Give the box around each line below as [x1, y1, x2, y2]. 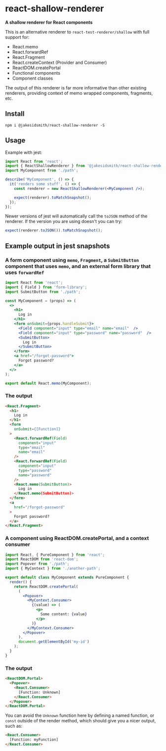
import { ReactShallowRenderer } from [5, 164, 85, 169]
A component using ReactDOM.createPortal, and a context [5, 535, 149, 542]
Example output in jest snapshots [5, 242, 110, 250]
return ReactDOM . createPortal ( [14, 584, 79, 589]
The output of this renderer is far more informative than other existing [5, 85, 147, 90]
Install [5, 110, 25, 118]
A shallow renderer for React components [5, 19, 93, 25]
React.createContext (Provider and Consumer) [12, 59, 107, 65]
